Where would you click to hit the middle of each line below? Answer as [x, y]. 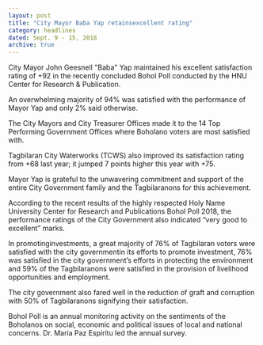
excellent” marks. [36, 228]
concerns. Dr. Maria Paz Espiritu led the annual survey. [98, 333]
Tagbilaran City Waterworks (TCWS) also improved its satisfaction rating [126, 156]
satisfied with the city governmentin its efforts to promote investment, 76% [130, 252]
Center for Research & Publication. [65, 85]
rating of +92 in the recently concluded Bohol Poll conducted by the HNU [128, 76]
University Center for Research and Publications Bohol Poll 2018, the [120, 211]
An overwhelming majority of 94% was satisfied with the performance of [127, 100]
